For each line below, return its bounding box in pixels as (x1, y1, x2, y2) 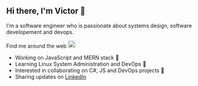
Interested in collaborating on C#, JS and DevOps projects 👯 (14, 67, 164, 74)
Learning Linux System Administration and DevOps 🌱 (14, 60, 146, 67)
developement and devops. (6, 28, 74, 35)
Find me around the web (6, 42, 67, 49)
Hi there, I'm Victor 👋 (6, 6, 86, 16)
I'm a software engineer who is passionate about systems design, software (6, 22, 193, 29)
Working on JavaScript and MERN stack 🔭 (14, 54, 119, 61)
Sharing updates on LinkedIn (14, 73, 87, 80)
